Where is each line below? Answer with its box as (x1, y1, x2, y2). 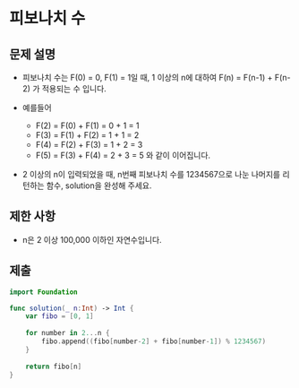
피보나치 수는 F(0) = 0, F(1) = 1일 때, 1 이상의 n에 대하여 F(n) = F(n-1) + (21, 73, 273, 82)
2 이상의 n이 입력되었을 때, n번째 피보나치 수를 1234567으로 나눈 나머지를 (21, 169, 280, 179)
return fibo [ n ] (25, 362, 82, 371)
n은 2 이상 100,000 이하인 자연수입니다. (21, 234, 163, 245)
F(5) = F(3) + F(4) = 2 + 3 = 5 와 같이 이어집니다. (35, 150, 211, 160)
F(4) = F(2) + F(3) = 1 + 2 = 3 (35, 140, 143, 150)
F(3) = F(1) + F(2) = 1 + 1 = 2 (35, 130, 140, 140)
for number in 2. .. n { (25, 329, 110, 338)
